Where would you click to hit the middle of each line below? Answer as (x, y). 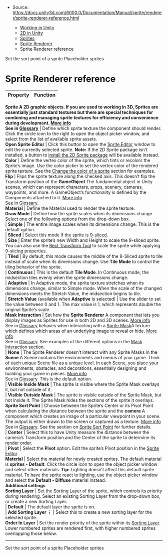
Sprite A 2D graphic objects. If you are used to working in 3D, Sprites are (82, 107)
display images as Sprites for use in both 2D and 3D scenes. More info (78, 320)
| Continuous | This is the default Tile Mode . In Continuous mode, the (77, 272)
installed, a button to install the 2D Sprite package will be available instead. (82, 155)
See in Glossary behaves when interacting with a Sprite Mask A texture (77, 325)
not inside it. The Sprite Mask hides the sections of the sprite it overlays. (79, 400)
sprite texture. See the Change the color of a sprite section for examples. (80, 171)
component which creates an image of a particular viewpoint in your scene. (83, 416)
